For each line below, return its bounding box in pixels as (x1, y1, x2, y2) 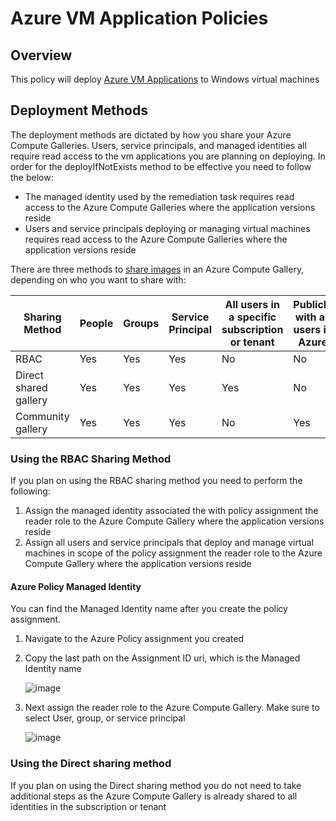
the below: (10, 171, 54, 183)
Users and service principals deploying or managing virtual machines (24, 222, 311, 234)
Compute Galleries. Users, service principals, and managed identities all (10, 139, 307, 151)
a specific (228, 310, 277, 324)
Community (15, 409, 70, 423)
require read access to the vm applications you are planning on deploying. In (10, 150, 326, 162)
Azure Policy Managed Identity (10, 580, 142, 592)
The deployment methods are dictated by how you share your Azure (10, 128, 292, 141)
